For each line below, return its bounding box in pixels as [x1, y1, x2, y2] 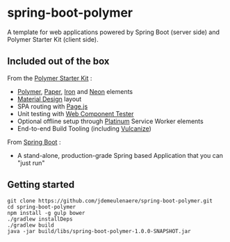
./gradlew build [7, 221, 54, 229]
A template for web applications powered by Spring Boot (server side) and [7, 28, 220, 36]
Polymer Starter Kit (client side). [7, 35, 99, 43]
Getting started [7, 179, 75, 191]
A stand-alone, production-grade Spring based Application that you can [17, 151, 224, 159]
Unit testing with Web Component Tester [17, 109, 134, 118]
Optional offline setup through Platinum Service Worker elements [17, 117, 204, 125]
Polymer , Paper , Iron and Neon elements [17, 87, 133, 95]
